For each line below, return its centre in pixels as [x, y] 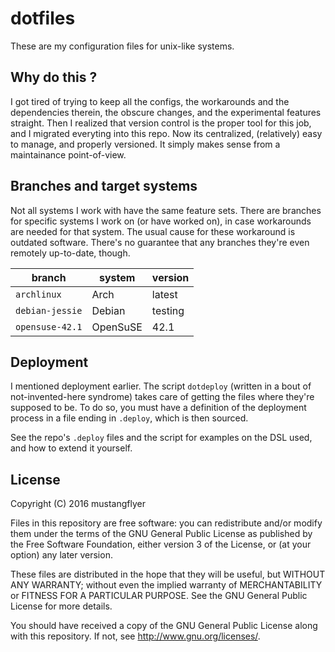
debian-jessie [49, 310]
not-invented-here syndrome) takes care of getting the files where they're [162, 397]
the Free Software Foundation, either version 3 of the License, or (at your [161, 544]
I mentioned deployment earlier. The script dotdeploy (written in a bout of [161, 386]
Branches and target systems [104, 186]
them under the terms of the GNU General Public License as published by [161, 534]
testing [168, 310]
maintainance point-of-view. [68, 154]
